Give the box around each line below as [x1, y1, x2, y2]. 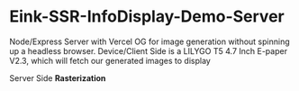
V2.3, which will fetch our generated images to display [9, 55, 212, 66]
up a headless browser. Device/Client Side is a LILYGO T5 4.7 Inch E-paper [9, 45, 288, 56]
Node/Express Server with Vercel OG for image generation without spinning [9, 36, 290, 47]
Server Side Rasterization [9, 72, 106, 83]
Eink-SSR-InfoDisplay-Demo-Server [9, 6, 285, 27]
